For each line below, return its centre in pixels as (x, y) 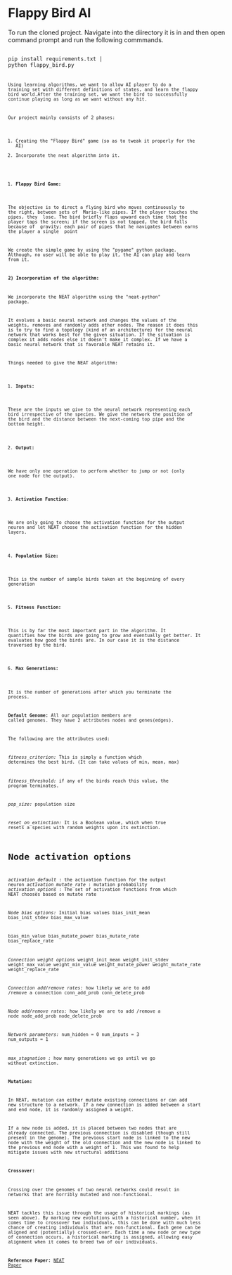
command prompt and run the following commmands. (86, 39)
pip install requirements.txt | (55, 59)
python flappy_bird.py (41, 65)
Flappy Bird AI (50, 13)
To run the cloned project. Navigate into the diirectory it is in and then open (117, 32)
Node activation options (70, 857)
